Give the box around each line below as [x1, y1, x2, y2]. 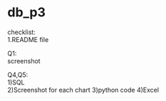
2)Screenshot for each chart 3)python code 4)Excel [7, 85, 159, 94]
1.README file [7, 35, 49, 43]
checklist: [7, 28, 36, 36]
